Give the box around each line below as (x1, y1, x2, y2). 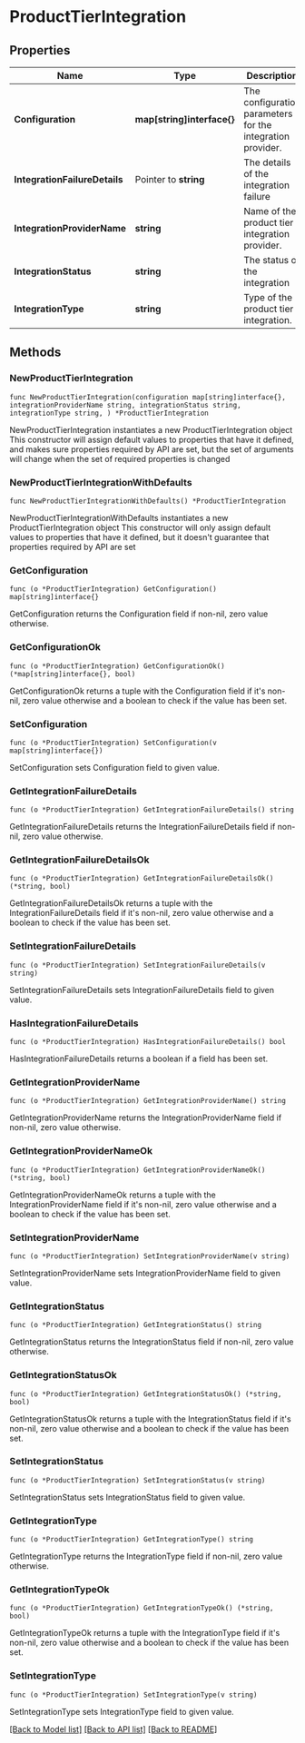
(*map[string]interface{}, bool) (9, 669, 136, 678)
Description (246, 70, 299, 82)
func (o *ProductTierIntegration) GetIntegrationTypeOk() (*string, (9, 1604, 274, 1613)
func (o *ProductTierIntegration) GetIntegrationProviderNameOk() (9, 1165, 266, 1175)
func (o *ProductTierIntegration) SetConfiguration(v (9, 738, 218, 747)
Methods (9, 345, 62, 360)
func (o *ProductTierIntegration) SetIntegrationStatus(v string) (9, 1475, 266, 1485)
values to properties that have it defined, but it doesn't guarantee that (9, 531, 270, 542)
